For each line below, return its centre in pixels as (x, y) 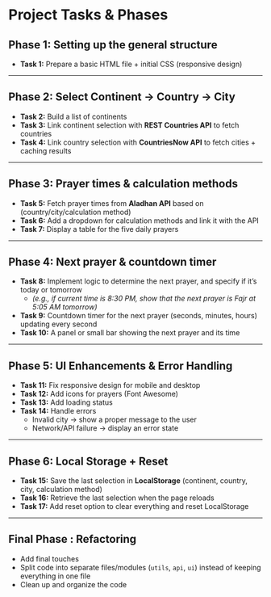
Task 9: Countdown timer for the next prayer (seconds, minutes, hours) (139, 316)
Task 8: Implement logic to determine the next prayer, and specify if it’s (138, 281)
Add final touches (49, 558)
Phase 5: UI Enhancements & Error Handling (121, 366)
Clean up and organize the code (73, 584)
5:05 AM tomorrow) (65, 307)
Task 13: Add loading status (66, 402)
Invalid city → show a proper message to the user (115, 420)
